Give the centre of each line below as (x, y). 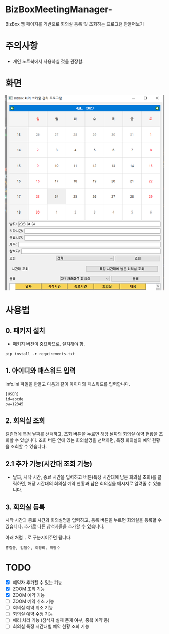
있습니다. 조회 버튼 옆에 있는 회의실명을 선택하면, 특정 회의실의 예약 (86, 440)
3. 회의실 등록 (25, 507)
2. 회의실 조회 (25, 421)
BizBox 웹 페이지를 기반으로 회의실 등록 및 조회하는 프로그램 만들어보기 (75, 24)
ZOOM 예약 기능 (29, 595)
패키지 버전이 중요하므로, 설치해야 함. (49, 344)
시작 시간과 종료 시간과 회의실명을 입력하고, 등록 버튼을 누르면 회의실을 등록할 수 (84, 520)
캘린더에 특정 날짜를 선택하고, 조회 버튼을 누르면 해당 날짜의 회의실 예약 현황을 (82, 434)
